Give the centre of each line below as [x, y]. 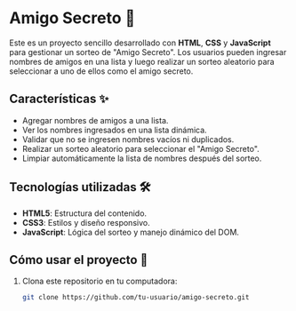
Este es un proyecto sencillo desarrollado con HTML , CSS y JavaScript [140, 43]
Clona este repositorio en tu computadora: [100, 281]
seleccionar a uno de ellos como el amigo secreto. [101, 71]
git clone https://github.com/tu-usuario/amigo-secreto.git [136, 298]
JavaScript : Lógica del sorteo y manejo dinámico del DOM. [131, 232]
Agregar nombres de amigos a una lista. [95, 120]
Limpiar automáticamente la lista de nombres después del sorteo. [142, 158]
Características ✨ [59, 99]
